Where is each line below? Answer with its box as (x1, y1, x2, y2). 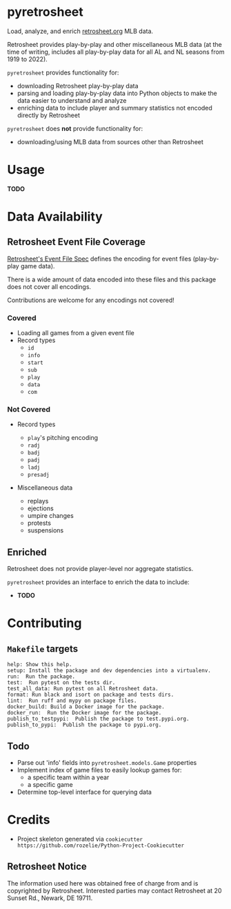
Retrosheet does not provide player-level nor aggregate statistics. (7, 565, 194, 573)
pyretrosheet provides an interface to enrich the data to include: (7, 578, 190, 586)
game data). (20, 261, 55, 270)
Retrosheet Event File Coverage (7, 236, 146, 248)
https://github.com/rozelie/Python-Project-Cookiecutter (17, 842, 185, 849)
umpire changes (27, 512, 74, 520)
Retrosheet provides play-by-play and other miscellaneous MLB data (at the (7, 40, 222, 48)
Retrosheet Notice (7, 861, 88, 872)
